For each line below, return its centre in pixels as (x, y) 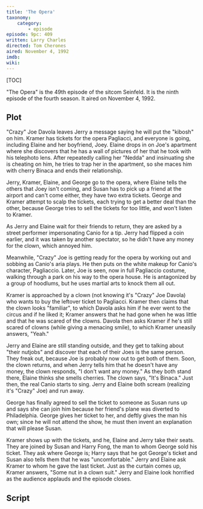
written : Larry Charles (36, 40)
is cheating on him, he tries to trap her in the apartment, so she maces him (99, 164)
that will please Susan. (34, 428)
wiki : (13, 63)
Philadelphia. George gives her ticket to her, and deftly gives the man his (97, 415)
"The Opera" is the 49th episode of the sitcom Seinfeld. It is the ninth (92, 92)
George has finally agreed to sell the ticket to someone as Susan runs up (97, 403)
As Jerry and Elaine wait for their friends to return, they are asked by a (94, 227)
